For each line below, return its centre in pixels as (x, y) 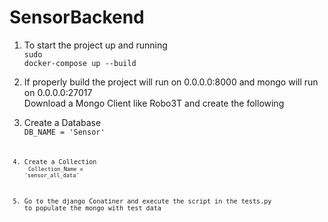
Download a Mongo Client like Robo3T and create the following (154, 103)
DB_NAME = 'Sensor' (64, 132)
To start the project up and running (95, 45)
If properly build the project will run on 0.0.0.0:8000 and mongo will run (171, 82)
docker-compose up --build (80, 63)
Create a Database (62, 122)
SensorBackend (77, 17)
